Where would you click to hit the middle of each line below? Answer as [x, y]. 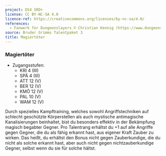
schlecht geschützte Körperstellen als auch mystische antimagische [74, 117]
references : [17, 23]
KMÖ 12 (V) [31, 91]
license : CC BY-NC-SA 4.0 [32, 14]
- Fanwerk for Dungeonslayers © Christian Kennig [62, 28]
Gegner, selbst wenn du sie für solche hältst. [51, 148]
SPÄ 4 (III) [30, 76]
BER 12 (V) [30, 86]
